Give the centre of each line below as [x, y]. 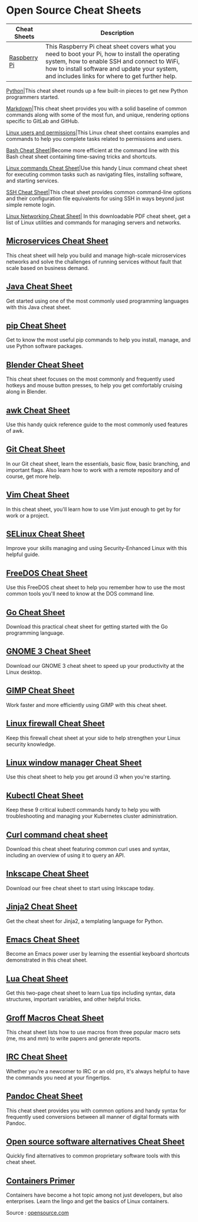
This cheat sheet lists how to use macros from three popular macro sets [93, 1032]
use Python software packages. [45, 346]
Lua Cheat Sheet [37, 978]
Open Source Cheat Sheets [74, 10]
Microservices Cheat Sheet [57, 241]
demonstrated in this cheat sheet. [47, 960]
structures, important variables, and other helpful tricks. [74, 999]
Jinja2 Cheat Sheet [42, 907]
